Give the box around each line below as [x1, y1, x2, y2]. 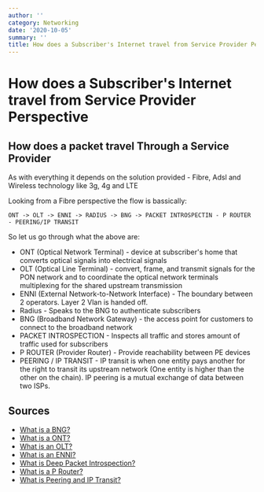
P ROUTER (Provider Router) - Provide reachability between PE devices [19, 348, 251, 357]
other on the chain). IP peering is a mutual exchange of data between [19, 373, 244, 383]
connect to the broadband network [19, 323, 134, 332]
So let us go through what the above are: [8, 232, 140, 242]
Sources [8, 404, 50, 417]
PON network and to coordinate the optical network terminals [19, 272, 218, 282]
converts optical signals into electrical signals [19, 256, 167, 265]
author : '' [8, 11, 44, 20]
